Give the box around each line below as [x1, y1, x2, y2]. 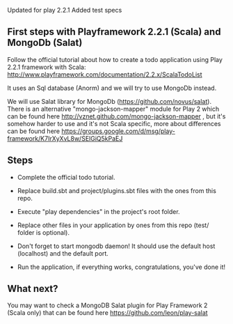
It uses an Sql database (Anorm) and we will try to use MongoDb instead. [7, 84, 217, 92]
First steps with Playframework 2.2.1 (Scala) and [7, 26, 221, 38]
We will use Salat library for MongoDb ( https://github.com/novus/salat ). [7, 97, 212, 105]
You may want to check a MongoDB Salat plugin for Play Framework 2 [7, 301, 208, 309]
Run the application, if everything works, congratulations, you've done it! [17, 263, 226, 271]
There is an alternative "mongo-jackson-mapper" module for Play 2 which [7, 105, 220, 113]
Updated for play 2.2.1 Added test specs [7, 6, 122, 14]
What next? [7, 283, 58, 295]
